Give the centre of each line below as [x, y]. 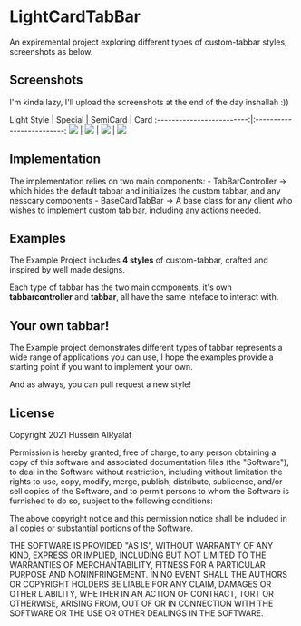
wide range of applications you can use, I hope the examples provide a [141, 357]
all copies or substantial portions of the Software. [101, 528]
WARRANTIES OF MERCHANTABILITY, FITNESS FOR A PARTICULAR [137, 565]
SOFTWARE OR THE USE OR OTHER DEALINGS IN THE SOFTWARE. [136, 613]
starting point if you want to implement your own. [101, 367]
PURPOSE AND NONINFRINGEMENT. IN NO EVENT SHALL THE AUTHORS [149, 575]
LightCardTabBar [75, 17]
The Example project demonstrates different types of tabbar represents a [146, 348]
